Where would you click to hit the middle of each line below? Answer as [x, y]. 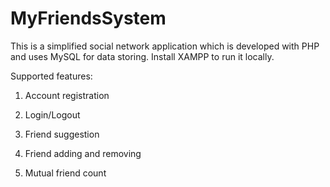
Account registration [67, 95]
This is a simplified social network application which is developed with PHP [165, 46]
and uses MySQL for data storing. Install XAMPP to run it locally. [142, 56]
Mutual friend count [65, 173]
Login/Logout [52, 114]
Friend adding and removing [83, 153]
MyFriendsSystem [88, 18]
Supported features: [51, 76]
